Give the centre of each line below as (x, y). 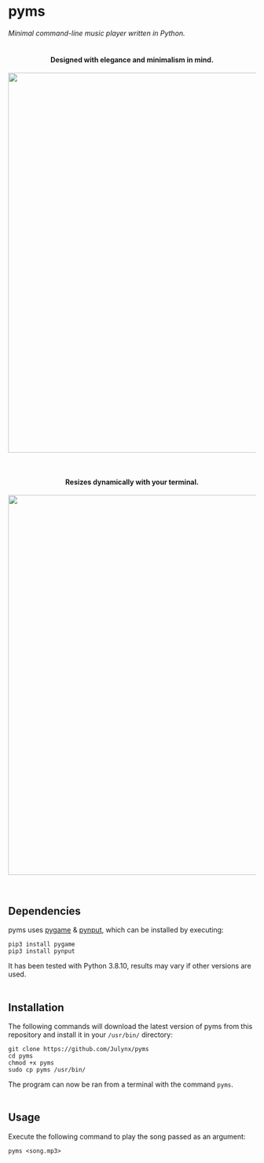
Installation (36, 1007)
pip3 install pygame (42, 944)
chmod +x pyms (31, 1063)
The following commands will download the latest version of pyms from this (130, 1026)
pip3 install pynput (42, 951)
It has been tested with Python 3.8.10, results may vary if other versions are (130, 966)
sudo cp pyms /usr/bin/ (47, 1069)
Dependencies (44, 911)
